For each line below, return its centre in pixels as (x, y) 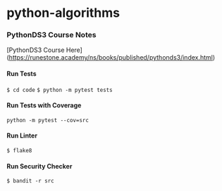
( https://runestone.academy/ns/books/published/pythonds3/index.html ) (111, 58)
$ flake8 (19, 151)
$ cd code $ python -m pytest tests (60, 90)
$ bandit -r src (30, 181)
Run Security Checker (39, 166)
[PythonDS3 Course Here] (44, 50)
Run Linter (22, 136)
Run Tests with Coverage (44, 105)
